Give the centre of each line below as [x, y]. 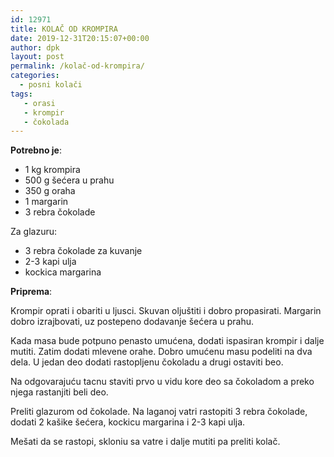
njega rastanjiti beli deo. [59, 392]
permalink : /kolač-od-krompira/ [77, 66]
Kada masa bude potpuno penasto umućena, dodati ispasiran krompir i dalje [167, 341]
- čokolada [46, 122]
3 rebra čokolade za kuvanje [83, 251]
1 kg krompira [52, 170]
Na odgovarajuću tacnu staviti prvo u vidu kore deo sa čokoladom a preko [162, 382]
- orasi [39, 103]
